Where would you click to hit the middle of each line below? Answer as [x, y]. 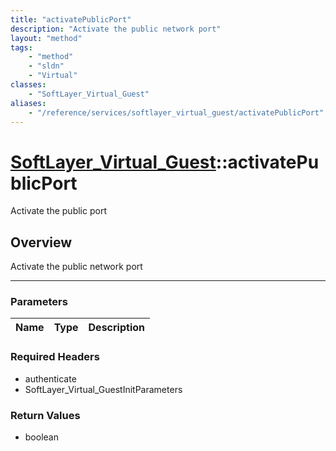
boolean [41, 437]
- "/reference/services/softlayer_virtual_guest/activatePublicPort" [176, 112]
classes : [28, 85]
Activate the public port [58, 211]
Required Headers [55, 357]
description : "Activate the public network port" [116, 29]
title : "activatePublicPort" [71, 19]
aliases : [28, 103]
